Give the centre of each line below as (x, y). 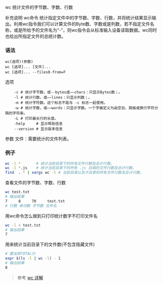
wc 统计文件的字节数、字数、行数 (39, 7)
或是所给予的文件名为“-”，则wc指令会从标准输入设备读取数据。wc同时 (85, 30)
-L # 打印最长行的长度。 (36, 119)
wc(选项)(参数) (19, 62)
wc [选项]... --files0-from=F (35, 72)
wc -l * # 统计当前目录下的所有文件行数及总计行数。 (60, 163)
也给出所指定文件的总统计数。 (35, 36)
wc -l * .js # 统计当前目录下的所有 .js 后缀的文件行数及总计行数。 (71, 168)
